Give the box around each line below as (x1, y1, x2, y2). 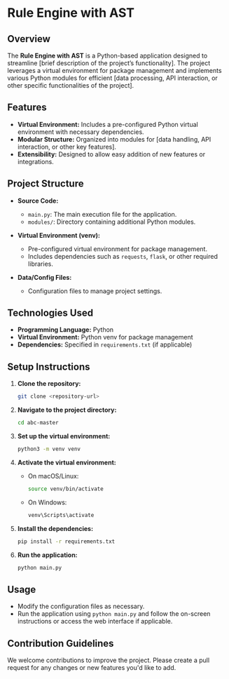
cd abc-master (17, 419, 59, 426)
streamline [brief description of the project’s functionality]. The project (7, 59, 211, 67)
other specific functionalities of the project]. (7, 81, 134, 89)
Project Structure (7, 177, 84, 190)
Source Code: (17, 196, 59, 205)
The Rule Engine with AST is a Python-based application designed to (7, 51, 208, 60)
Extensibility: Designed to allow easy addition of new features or (17, 149, 205, 159)
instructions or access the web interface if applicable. (17, 617, 173, 626)
